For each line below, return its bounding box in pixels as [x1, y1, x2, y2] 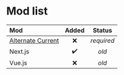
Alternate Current [9, 36, 60, 45]
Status [92, 26, 112, 34]
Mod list [6, 4, 48, 18]
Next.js [9, 47, 29, 56]
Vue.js [9, 59, 27, 67]
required [90, 36, 115, 45]
